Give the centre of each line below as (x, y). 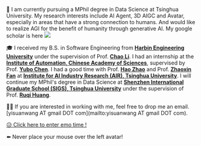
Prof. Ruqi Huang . (29, 95)
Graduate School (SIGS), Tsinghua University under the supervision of (95, 88)
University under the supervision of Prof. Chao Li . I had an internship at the (100, 56)
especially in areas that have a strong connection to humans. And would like (101, 22)
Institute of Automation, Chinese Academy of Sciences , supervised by (96, 63)
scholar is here (25, 36)
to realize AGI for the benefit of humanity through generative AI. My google (99, 28)
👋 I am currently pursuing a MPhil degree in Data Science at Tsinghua (93, 9)
